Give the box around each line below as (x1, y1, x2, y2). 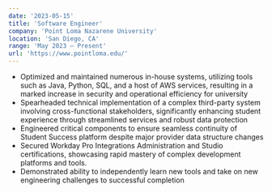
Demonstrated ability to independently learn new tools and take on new (19, 167, 259, 176)
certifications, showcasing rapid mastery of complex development (19, 149, 241, 159)
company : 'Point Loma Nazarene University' (8, 27, 158, 35)
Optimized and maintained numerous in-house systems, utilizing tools (19, 72, 253, 81)
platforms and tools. (19, 158, 87, 167)
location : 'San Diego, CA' (8, 34, 100, 43)
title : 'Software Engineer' (8, 19, 104, 28)
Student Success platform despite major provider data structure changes (19, 132, 264, 142)
